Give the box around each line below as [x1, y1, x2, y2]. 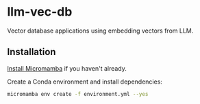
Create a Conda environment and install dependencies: [7, 77, 163, 86]
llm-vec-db [7, 4, 73, 20]
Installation [7, 46, 56, 58]
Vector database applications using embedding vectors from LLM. [7, 27, 194, 35]
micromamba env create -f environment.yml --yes [7, 90, 149, 97]
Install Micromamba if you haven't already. [7, 64, 127, 72]
